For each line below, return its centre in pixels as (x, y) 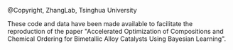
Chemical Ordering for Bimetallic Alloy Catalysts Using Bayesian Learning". (117, 39)
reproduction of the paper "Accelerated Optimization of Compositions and (115, 31)
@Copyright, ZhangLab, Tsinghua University (72, 10)
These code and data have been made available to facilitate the (100, 24)
